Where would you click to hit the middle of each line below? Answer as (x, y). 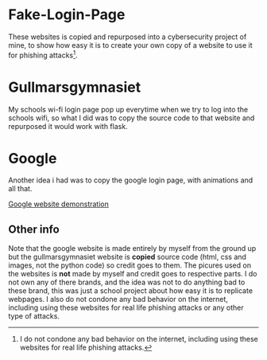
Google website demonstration (58, 204)
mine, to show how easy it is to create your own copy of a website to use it (130, 45)
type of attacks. (34, 316)
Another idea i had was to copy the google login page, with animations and (131, 180)
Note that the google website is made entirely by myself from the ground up (132, 248)
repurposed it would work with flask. (68, 126)
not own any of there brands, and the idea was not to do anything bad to (127, 282)
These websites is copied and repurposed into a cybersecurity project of (128, 37)
